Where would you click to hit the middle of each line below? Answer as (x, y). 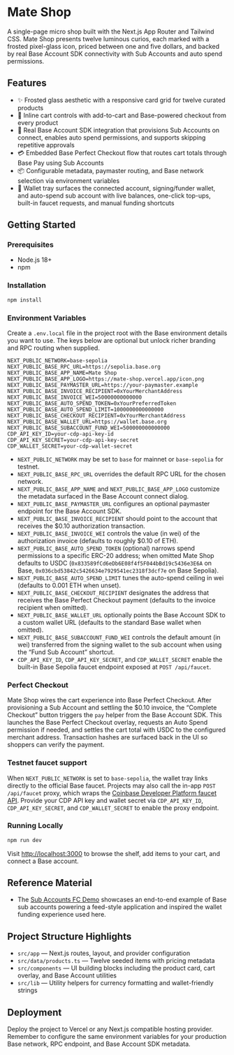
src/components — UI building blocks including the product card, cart (116, 968)
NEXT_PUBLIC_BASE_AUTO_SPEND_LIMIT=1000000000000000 (86, 409)
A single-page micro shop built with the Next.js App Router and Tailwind (111, 31)
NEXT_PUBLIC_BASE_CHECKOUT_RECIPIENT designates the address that (113, 592)
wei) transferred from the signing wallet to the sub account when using (119, 644)
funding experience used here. (61, 915)
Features (27, 83)
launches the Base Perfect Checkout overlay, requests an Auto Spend (108, 723)
